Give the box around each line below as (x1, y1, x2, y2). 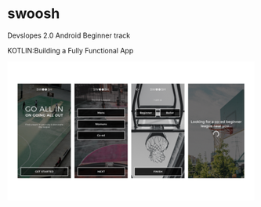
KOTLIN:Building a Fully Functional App (7, 45, 134, 55)
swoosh (7, 5, 60, 23)
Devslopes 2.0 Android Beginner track (7, 31, 131, 40)
